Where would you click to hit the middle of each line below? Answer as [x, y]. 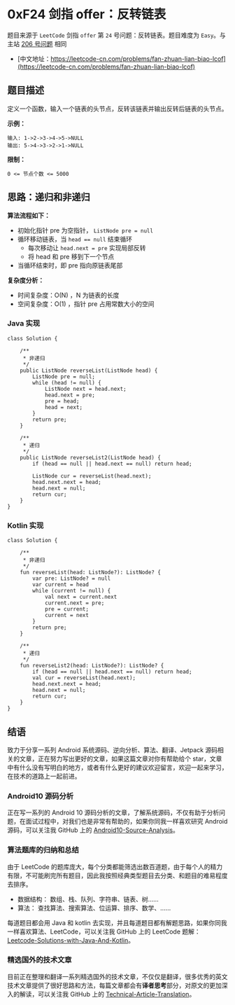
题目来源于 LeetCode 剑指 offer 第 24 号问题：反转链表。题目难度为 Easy [111, 35]
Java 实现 [24, 324]
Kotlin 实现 [26, 525]
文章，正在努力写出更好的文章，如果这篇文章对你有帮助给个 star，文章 [121, 758]
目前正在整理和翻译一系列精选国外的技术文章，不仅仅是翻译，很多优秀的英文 [117, 976]
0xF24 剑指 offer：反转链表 [87, 14]
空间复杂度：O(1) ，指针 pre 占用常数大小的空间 [86, 304]
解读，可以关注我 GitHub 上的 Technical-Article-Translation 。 [107, 994]
